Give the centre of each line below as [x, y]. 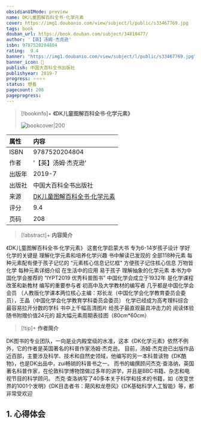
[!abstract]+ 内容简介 [47, 235]
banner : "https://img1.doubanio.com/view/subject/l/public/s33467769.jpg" [101, 56]
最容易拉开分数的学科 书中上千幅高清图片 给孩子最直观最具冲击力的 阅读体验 [100, 307]
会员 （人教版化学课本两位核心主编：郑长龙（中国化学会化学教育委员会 [93, 292]
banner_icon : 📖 [25, 62]
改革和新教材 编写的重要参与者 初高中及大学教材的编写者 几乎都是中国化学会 [100, 285]
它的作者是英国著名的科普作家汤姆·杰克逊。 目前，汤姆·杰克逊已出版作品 [105, 348]
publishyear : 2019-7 [32, 73]
